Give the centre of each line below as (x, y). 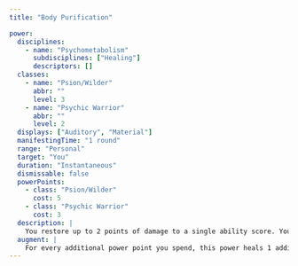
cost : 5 (47, 199)
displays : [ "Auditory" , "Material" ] (85, 133)
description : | (45, 223)
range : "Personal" (51, 149)
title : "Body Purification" (61, 17)
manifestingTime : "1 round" (69, 141)
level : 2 (49, 124)
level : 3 (49, 99)
